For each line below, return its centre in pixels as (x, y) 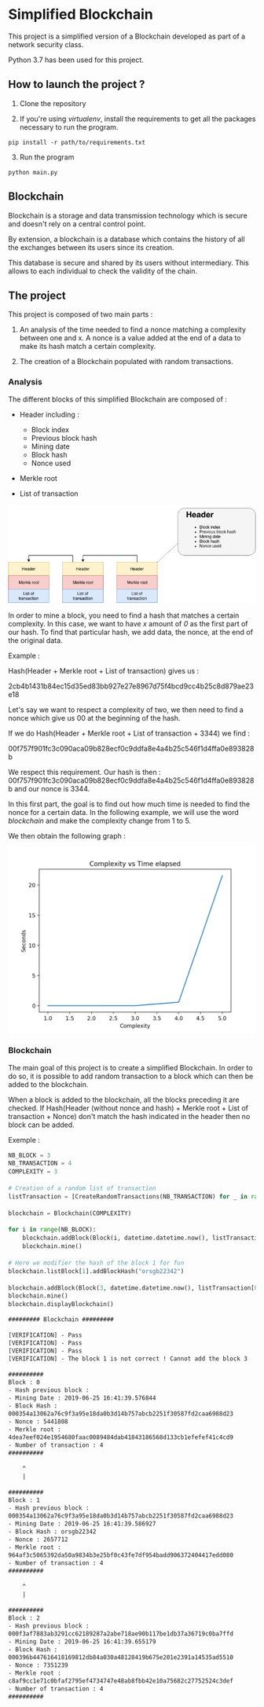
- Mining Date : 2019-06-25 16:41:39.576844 (82, 1398)
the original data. (35, 641)
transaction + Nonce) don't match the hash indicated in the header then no (129, 1116)
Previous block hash (64, 438)
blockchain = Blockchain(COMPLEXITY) (70, 1213)
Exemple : (24, 1140)
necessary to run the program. (69, 127)
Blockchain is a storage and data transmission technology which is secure (128, 215)
